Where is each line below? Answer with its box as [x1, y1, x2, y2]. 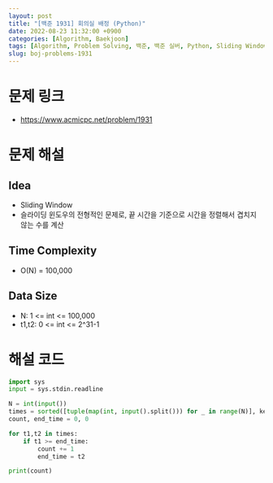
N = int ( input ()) [8, 400, 67, 408]
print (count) [8, 467, 53, 476]
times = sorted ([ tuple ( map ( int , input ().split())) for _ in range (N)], [8, 407, 256, 416]
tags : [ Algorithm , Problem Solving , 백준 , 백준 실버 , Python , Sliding [8, 42, 242, 50]
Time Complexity [8, 244, 97, 258]
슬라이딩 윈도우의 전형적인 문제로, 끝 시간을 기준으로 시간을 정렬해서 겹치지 [19, 209, 258, 220]
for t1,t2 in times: [8, 429, 79, 437]
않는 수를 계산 [19, 220, 64, 229]
